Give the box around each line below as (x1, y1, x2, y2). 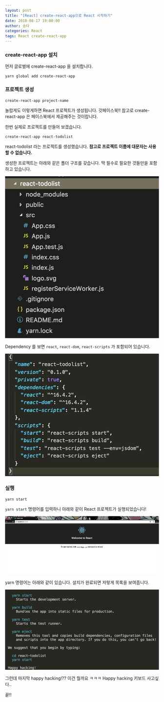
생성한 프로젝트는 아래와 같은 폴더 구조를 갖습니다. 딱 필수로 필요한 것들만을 (5, 160, 148, 166)
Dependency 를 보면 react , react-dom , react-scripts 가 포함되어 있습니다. (5, 344, 150, 350)
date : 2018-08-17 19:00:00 (5, 18, 60, 23)
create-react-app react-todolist (5, 134, 73, 139)
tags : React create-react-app (5, 34, 67, 39)
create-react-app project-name (5, 98, 69, 103)
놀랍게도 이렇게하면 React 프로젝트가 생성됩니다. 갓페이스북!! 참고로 (5, 107, 134, 113)
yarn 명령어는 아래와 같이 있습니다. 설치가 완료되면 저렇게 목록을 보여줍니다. (5, 580, 150, 585)
